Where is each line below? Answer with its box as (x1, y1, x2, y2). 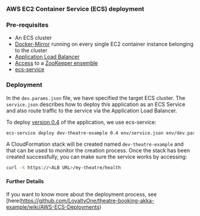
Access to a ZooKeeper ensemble (14, 60, 98, 67)
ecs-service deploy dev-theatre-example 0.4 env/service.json (6, 130, 164, 136)
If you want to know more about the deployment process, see (6, 191, 157, 198)
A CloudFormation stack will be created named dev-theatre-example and (6, 140, 184, 148)
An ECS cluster (14, 35, 52, 42)
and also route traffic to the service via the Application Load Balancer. (6, 107, 177, 114)
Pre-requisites (6, 20, 49, 29)
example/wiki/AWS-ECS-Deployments (6, 204, 100, 211)
